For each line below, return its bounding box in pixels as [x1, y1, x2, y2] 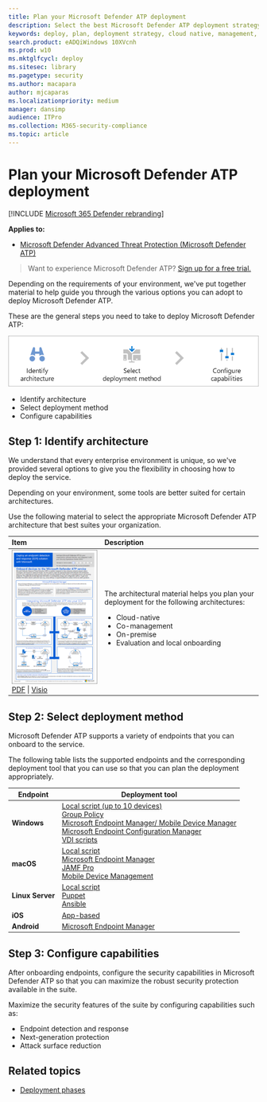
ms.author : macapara [8, 80, 77, 88]
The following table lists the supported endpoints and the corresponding [8, 755, 245, 765]
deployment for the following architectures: [104, 598, 246, 607]
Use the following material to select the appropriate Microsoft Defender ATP [8, 512, 257, 521]
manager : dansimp [8, 105, 66, 113]
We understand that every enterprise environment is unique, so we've [8, 455, 237, 465]
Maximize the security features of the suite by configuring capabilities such [8, 1000, 255, 1010]
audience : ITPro [8, 114, 62, 122]
